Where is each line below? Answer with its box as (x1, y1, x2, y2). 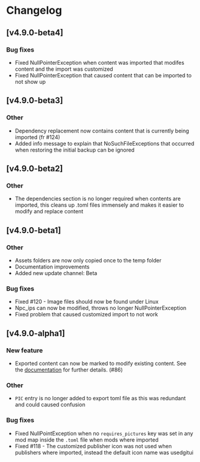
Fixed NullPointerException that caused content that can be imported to (14, 71, 192, 78)
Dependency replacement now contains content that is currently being (14, 127, 190, 134)
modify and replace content (14, 208, 84, 215)
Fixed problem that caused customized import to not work (14, 311, 159, 318)
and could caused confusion (14, 401, 86, 408)
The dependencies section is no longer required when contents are (14, 195, 181, 203)
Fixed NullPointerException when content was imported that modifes (14, 59, 184, 66)
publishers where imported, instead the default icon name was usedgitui (14, 449, 193, 456)
